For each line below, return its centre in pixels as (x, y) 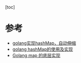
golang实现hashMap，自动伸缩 (44, 43)
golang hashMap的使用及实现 (42, 49)
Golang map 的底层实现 (36, 55)
